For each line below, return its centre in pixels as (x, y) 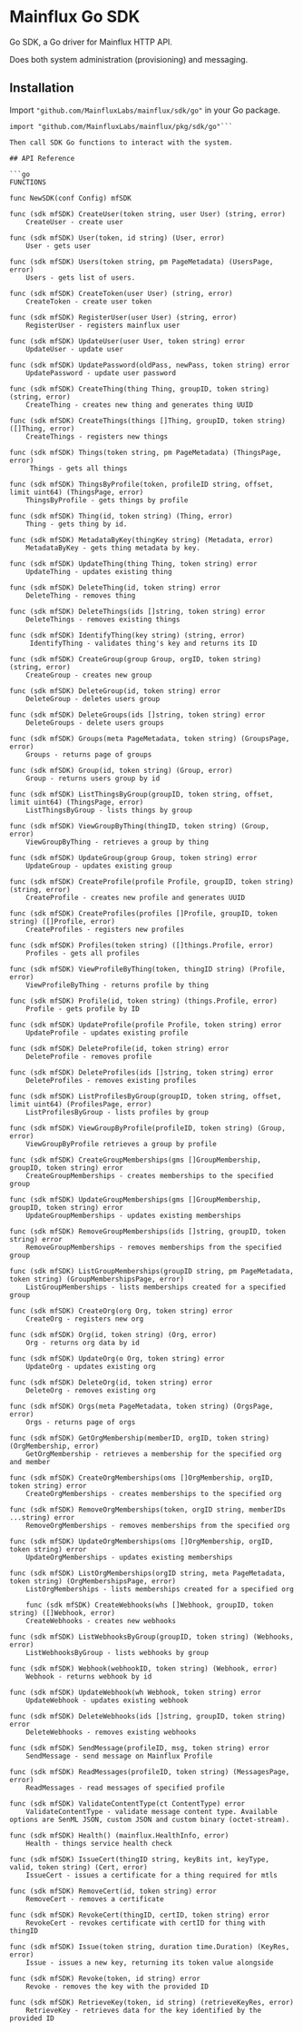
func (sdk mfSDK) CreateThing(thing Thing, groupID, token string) (140, 389)
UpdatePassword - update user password (101, 373)
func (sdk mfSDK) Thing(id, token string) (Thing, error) (121, 516)
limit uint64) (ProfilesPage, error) (81, 1104)
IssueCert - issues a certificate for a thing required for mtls (152, 1875)
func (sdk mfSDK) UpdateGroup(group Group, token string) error (133, 857)
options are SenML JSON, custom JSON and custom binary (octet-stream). (150, 1819)
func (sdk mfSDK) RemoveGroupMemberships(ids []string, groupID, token (147, 1231)
